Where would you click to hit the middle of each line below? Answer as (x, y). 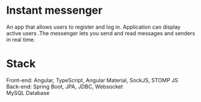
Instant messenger (54, 10)
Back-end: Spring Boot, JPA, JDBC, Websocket (65, 86)
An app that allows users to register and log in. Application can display (93, 27)
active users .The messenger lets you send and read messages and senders (101, 33)
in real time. (21, 39)
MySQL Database (28, 92)
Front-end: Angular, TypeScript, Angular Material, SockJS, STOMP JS (92, 80)
